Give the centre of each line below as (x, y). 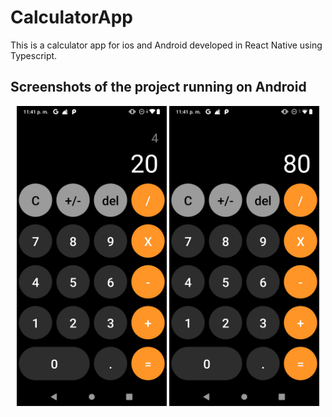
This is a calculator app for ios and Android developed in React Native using (166, 45)
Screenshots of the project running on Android (158, 87)
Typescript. (34, 55)
